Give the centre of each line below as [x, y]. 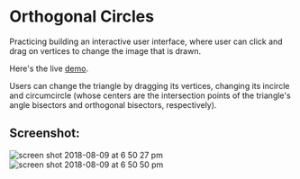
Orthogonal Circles [82, 17]
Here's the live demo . [49, 68]
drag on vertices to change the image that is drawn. [105, 50]
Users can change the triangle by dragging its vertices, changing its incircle [150, 85]
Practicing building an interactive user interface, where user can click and [146, 41]
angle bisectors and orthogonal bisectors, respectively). [113, 104]
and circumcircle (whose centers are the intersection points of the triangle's [150, 95]
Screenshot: [45, 134]
